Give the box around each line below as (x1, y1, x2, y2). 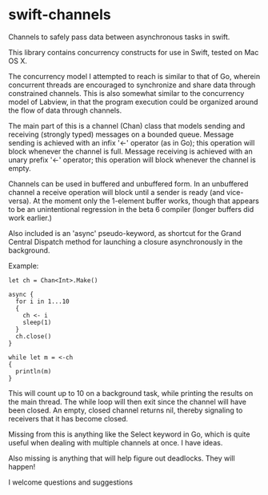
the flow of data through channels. (8, 106, 122, 115)
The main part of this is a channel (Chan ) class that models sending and (8, 121, 246, 130)
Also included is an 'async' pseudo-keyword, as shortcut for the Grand (8, 228, 242, 238)
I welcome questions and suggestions (8, 477, 134, 487)
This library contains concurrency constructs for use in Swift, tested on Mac (8, 47, 259, 57)
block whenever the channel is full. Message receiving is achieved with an (8, 146, 254, 156)
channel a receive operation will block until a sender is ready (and (8, 187, 226, 197)
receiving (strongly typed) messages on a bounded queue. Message (8, 130, 234, 139)
